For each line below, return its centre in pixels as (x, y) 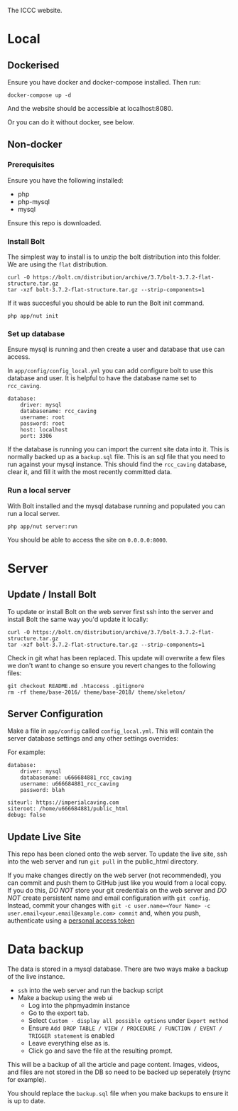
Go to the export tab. (59, 1013)
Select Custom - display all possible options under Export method (128, 1021)
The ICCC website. (35, 10)
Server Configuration (55, 714)
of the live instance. (36, 977)
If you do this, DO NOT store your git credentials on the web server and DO (117, 891)
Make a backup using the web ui (65, 998)
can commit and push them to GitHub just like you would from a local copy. (117, 883)
